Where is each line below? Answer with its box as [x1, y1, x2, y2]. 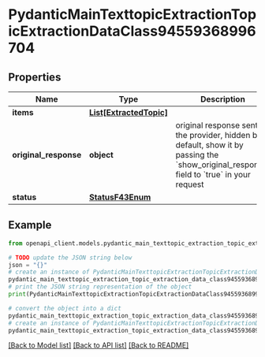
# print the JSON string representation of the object [8, 283, 192, 291]
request [175, 179, 204, 190]
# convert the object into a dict [8, 304, 122, 312]
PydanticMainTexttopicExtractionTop [8, 6, 257, 24]
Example [8, 218, 52, 232]
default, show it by [175, 139, 244, 151]
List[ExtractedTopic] [89, 107, 168, 117]
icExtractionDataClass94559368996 [8, 22, 256, 40]
